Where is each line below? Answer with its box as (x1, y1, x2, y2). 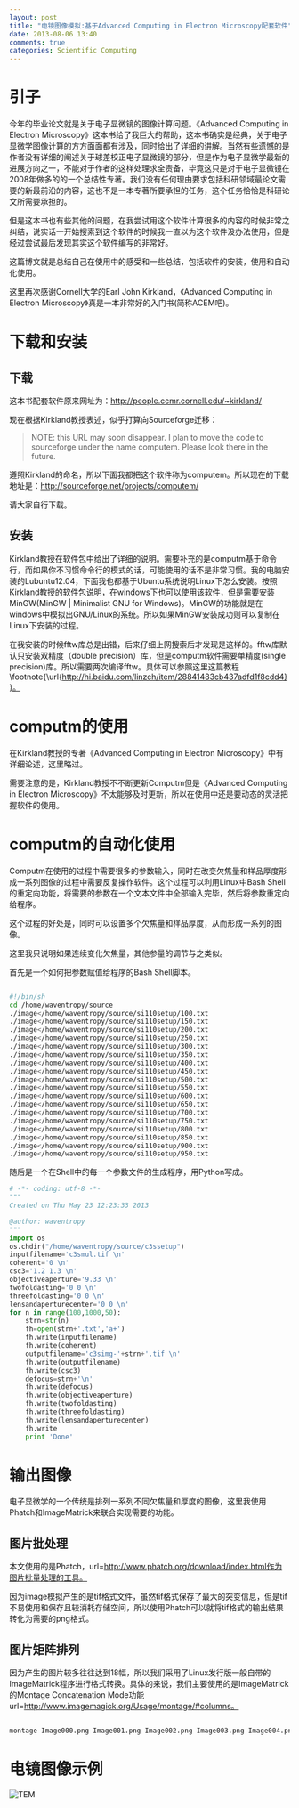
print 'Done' (25, 1432, 74, 1441)
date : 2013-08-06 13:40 (9, 29, 98, 38)
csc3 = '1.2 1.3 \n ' (9, 1267, 77, 1276)
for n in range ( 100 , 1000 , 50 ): (9, 1308, 122, 1317)
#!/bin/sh (9, 992, 46, 1001)
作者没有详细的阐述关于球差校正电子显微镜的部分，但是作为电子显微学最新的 (9, 152, 290, 163)
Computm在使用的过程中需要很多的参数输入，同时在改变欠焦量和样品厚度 (9, 865, 279, 876)
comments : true (9, 37, 66, 47)
